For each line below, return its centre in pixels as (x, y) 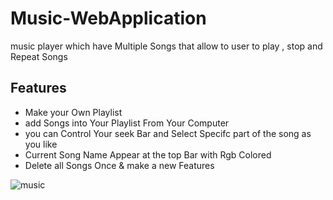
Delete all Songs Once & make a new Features (119, 165)
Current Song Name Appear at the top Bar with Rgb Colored (148, 154)
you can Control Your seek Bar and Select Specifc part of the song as (168, 133)
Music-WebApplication (108, 18)
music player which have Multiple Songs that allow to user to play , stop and (166, 46)
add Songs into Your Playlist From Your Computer (127, 123)
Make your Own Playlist (73, 112)
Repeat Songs (39, 56)
